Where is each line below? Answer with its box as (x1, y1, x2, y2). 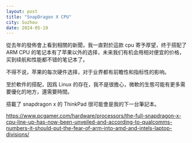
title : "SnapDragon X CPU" (6, 14, 72, 20)
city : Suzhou (6, 19, 38, 25)
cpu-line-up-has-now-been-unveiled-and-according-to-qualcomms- (6, 118, 173, 125)
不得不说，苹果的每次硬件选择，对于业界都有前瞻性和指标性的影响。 (6, 68, 170, 76)
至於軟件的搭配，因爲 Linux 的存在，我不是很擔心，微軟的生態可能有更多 (6, 81, 181, 88)
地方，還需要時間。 (26, 88, 73, 95)
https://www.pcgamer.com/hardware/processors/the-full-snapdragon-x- (6, 112, 181, 120)
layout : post (6, 8, 38, 15)
